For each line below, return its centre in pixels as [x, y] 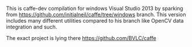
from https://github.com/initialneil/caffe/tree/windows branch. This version [96, 15]
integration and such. [32, 27]
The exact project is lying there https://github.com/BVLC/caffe [81, 38]
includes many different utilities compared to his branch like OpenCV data [95, 21]
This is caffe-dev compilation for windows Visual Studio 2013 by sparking [95, 8]
